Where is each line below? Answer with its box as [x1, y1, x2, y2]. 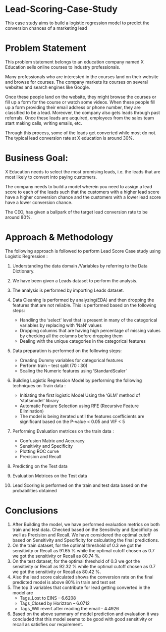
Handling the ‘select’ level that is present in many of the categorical [19, 317, 158, 323]
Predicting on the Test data [12, 463, 68, 469]
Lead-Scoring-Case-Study [5, 3, 118, 15]
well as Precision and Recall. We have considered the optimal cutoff [12, 531, 151, 538]
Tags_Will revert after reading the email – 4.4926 [19, 605, 119, 611]
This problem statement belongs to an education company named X [5, 58, 144, 65]
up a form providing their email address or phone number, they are [5, 104, 141, 110]
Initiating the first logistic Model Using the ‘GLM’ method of [19, 392, 140, 398]
